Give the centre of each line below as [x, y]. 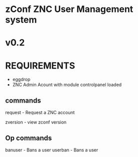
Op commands [29, 138]
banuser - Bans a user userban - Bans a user [52, 150]
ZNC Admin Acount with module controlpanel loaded [67, 85]
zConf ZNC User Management [69, 9]
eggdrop [21, 79]
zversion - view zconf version [36, 122]
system [21, 20]
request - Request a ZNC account [40, 112]
